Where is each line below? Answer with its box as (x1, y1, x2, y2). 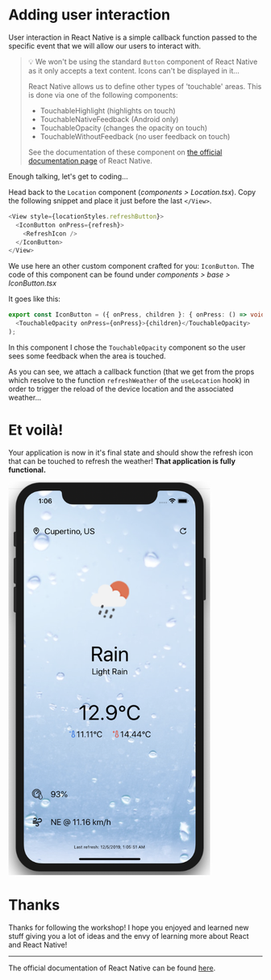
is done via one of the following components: (27, 90, 179, 100)
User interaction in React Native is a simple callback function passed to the (8, 32, 258, 42)
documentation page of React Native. (27, 155, 153, 165)
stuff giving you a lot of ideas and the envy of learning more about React (8, 931, 249, 941)
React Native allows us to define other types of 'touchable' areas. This (27, 81, 262, 91)
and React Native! (8, 940, 68, 950)
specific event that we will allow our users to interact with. (8, 40, 202, 50)
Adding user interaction (8, 6, 171, 24)
